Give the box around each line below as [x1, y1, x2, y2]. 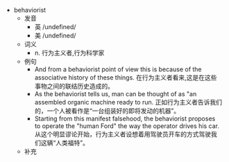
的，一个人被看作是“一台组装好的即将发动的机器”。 [34, 107, 180, 115]
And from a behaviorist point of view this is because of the [34, 65, 203, 73]
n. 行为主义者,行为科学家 [34, 48, 105, 57]
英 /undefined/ [34, 23, 76, 30]
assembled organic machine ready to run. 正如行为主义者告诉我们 [34, 98, 222, 106]
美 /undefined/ [34, 31, 76, 39]
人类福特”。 [55, 138, 89, 147]
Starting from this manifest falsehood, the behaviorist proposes [34, 114, 216, 123]
